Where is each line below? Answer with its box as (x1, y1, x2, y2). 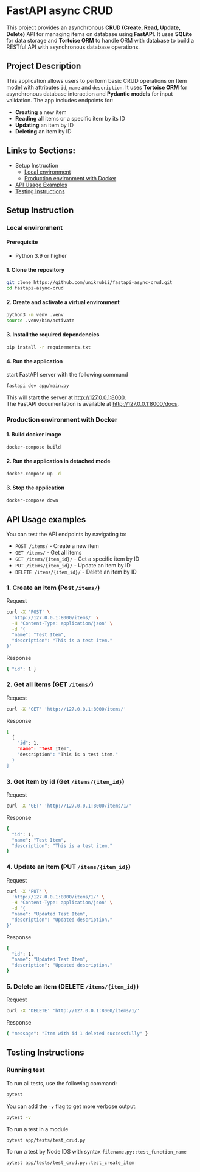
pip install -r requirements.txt (6, 344, 91, 350)
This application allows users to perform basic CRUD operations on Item (6, 77, 187, 84)
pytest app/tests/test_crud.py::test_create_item (6, 1160, 135, 1166)
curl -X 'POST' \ (6, 609, 50, 616)
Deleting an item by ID (15, 127, 72, 135)
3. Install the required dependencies (6, 330, 100, 338)
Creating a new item (15, 108, 67, 116)
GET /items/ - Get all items (15, 549, 82, 556)
